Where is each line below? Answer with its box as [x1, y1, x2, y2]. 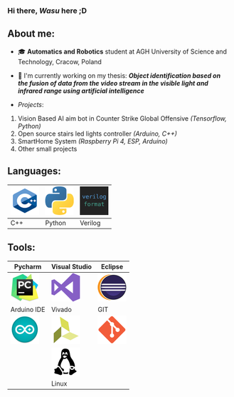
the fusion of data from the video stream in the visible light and [17, 79, 208, 87]
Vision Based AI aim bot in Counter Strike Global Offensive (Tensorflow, [17, 114, 228, 123]
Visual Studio [50, 263, 92, 271]
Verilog [80, 218, 101, 227]
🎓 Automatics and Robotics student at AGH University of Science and [17, 47, 228, 56]
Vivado [50, 305, 73, 313]
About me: [7, 28, 55, 40]
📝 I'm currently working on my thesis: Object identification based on [17, 71, 221, 80]
